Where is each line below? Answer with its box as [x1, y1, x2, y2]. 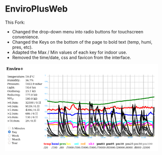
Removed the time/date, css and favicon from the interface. [12, 54, 131, 60]
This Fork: [5, 19, 25, 25]
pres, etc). [12, 44, 33, 50]
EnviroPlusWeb [5, 3, 68, 15]
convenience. [12, 34, 40, 40]
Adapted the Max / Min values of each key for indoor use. [12, 49, 128, 55]
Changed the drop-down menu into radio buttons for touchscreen [12, 29, 144, 34]
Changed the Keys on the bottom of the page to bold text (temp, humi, [12, 39, 153, 45]
